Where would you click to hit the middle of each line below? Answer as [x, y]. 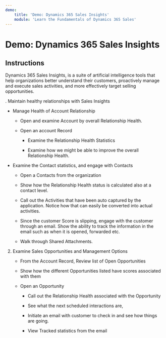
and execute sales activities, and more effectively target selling [71, 86]
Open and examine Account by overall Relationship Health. [81, 121]
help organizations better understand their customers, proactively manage [82, 81]
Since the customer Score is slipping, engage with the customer [87, 221]
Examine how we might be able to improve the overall [83, 151]
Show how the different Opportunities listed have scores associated [91, 271]
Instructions [25, 63]
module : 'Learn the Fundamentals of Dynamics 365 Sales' [75, 19]
